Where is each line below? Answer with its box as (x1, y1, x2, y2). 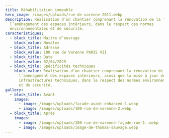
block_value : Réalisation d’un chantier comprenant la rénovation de (14, 69, 163, 74)
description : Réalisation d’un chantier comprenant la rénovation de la (5, 17, 161, 22)
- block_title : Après (10, 111, 55, 116)
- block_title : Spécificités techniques (10, 64, 96, 69)
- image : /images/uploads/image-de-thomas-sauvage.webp (18, 125, 138, 130)
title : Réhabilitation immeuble (5, 7, 73, 13)
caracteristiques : (5, 31, 44, 36)
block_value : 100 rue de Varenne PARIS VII (14, 50, 107, 55)
